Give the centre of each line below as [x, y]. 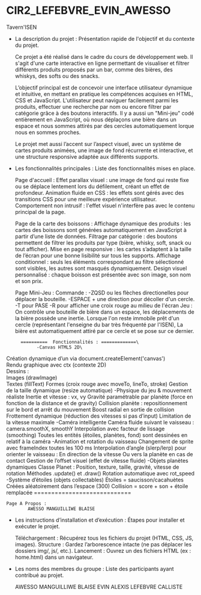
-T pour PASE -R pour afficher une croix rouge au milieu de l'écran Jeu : [104, 305]
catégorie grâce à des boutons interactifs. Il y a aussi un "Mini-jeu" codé [104, 113]
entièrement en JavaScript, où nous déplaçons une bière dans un [96, 119]
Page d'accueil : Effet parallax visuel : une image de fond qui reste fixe [102, 180]
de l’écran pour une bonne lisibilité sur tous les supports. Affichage [98, 255]
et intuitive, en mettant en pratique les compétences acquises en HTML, [104, 94]
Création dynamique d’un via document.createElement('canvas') [86, 358]
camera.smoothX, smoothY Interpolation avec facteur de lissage [85, 429]
